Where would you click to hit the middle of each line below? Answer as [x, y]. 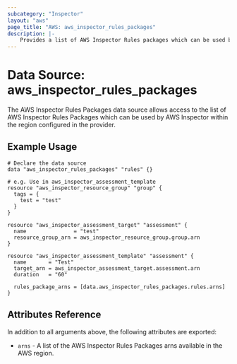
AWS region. [36, 353]
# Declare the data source [47, 163]
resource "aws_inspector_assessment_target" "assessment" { [98, 225]
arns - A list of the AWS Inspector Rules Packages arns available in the [120, 345]
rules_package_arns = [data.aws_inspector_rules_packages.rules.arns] [120, 287]
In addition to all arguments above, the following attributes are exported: [112, 331]
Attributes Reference [54, 315]
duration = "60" [41, 274]
